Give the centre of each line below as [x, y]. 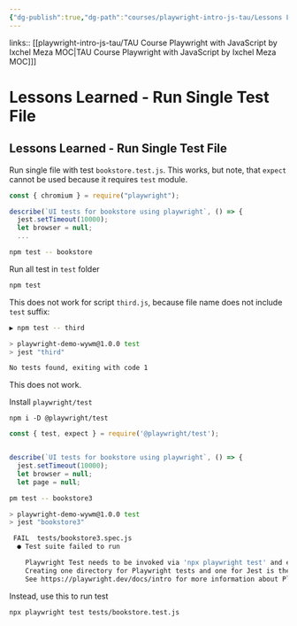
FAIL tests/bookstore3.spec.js [72, 538]
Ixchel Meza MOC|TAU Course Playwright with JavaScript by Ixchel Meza [143, 52]
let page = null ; [49, 482]
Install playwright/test [51, 402]
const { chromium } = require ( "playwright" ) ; [94, 196]
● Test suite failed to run [69, 547]
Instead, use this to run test [59, 596]
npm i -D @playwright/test [59, 418]
